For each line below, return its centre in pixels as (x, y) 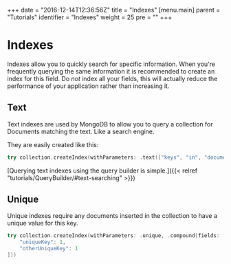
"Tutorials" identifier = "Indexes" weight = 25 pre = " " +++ (90, 17)
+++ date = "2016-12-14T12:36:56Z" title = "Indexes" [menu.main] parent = (114, 10)
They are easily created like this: (53, 144)
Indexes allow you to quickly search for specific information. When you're (111, 64)
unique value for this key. (43, 223)
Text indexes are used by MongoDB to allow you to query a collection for (110, 124)
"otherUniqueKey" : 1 (49, 249)
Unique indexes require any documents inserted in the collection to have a (112, 216)
